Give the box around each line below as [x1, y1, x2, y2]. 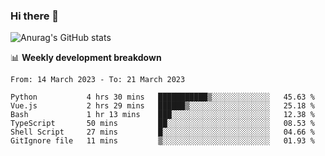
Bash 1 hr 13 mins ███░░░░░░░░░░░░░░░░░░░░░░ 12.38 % [10, 110, 315, 120]
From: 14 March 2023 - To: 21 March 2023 [10, 75, 186, 85]
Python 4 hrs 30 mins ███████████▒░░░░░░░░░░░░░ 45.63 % [10, 92, 315, 103]
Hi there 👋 [10, 9, 60, 23]
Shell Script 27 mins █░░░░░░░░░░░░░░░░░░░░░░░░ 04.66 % [10, 127, 315, 138]
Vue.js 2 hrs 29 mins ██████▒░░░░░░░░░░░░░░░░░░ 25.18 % [10, 101, 315, 111]
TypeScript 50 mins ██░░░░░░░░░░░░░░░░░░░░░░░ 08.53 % [10, 119, 315, 129]
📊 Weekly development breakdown [10, 52, 162, 64]
